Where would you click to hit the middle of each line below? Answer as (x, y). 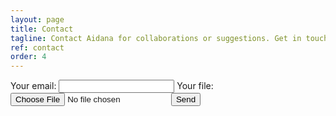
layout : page (37, 19)
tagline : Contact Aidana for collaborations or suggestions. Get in (156, 38)
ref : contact (37, 47)
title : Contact (42, 29)
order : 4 (28, 57)
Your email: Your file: (112, 86)
